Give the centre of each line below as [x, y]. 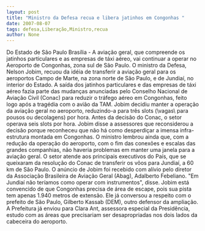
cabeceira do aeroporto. [37, 222]
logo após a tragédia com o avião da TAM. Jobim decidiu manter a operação [102, 104]
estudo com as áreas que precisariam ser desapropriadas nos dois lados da [102, 215]
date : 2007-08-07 [28, 23]
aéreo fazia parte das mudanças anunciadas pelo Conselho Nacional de [97, 91]
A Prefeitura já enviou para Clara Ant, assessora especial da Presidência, [98, 208]
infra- [187, 131]
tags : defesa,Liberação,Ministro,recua [57, 29]
